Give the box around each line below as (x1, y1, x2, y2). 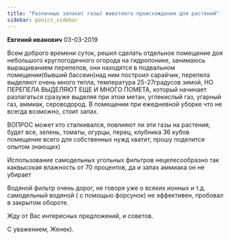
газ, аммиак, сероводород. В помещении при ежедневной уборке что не (7, 100, 222, 108)
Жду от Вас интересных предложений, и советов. (7, 211, 154, 220)
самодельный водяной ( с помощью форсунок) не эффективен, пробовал (7, 190, 224, 199)
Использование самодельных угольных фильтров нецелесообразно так (7, 155, 220, 164)
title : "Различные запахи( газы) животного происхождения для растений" (7, 10, 220, 17)
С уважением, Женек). (7, 225, 74, 233)
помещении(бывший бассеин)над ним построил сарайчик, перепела (7, 70, 211, 79)
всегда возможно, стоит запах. (7, 107, 99, 116)
